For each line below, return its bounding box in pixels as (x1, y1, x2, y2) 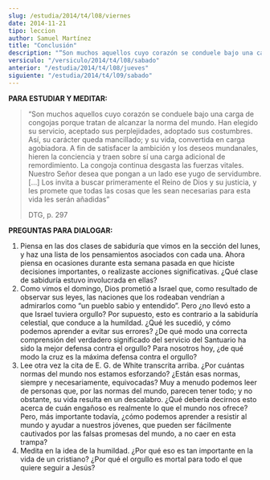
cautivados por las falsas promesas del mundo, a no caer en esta (19, 429, 236, 438)
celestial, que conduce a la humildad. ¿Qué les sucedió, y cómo (19, 318, 231, 327)
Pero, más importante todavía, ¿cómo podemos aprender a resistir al (19, 411, 247, 421)
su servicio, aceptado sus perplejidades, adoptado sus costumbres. (27, 126, 253, 136)
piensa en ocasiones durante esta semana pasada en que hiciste (19, 258, 235, 267)
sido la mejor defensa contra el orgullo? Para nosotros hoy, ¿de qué (19, 343, 243, 353)
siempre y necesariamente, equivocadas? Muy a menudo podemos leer (19, 377, 257, 387)
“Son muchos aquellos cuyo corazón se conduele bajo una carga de (27, 109, 255, 119)
